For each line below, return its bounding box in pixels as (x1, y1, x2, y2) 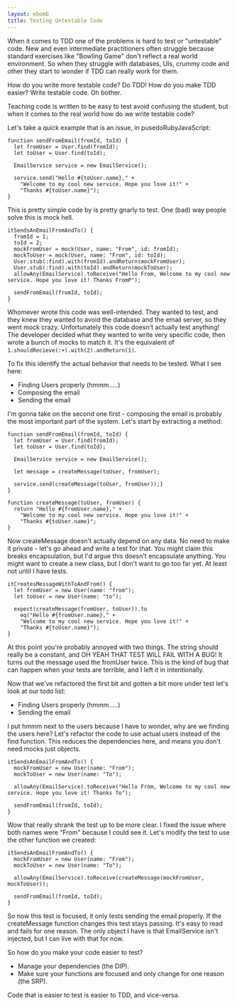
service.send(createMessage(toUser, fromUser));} (13, 481, 163, 488)
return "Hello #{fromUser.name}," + (13, 505, 122, 513)
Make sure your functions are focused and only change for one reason (17, 969, 225, 978)
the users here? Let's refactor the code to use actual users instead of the (7, 729, 221, 738)
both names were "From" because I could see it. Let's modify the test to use (7, 828, 230, 836)
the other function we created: (7, 835, 97, 844)
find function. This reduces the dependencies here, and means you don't (7, 737, 221, 745)
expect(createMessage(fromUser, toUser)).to (13, 605, 148, 612)
